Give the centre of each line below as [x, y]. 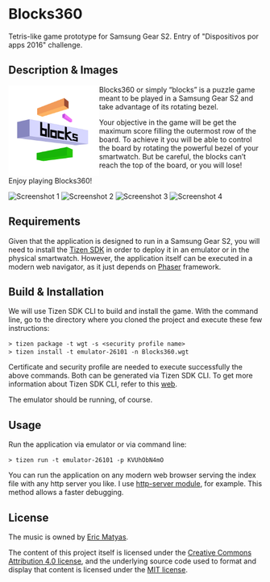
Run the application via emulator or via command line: [98, 444]
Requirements [44, 222]
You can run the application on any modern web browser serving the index [132, 475]
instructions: [29, 328]
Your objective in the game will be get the [168, 122]
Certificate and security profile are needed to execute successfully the [126, 367]
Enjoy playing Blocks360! [50, 180]
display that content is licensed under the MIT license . [98, 570]
